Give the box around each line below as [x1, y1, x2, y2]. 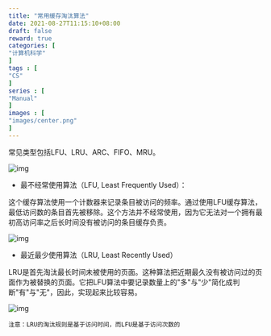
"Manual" [8, 94, 38, 102]
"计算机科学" [8, 49, 46, 57]
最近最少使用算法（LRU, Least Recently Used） [19, 250, 177, 259]
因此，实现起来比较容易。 [56, 287, 143, 297]
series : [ [8, 86, 45, 95]
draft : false [8, 27, 52, 35]
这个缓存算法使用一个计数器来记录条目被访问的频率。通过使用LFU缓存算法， [8, 197, 262, 206]
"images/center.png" [8, 117, 78, 125]
